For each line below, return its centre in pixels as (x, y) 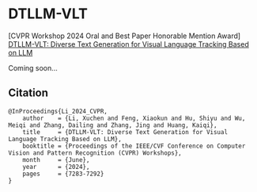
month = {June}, (56, 159)
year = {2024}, (56, 167)
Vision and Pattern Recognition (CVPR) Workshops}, (95, 153)
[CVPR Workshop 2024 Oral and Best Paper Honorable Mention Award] (125, 36)
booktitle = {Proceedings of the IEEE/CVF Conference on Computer (134, 146)
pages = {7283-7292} (63, 174)
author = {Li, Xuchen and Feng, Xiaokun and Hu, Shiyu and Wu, (134, 118)
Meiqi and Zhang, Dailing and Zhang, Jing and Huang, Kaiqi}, (113, 125)
